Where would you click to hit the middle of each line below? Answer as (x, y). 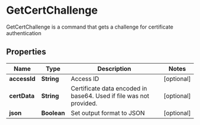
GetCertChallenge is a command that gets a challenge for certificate (90, 27)
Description (114, 68)
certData (22, 96)
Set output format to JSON (108, 112)
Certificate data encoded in (109, 88)
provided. (84, 103)
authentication (24, 33)
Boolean (53, 112)
